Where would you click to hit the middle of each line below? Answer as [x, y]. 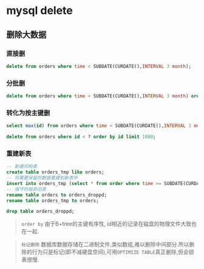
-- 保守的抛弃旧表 [26, 189]
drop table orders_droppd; [40, 211]
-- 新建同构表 [22, 167]
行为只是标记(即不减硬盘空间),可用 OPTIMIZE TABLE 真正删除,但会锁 [113, 252]
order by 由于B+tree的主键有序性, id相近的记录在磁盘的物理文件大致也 [109, 224]
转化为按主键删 [28, 113]
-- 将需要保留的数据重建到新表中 [42, 178]
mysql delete [39, 11]
